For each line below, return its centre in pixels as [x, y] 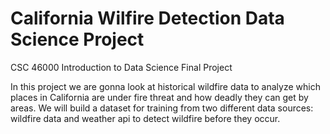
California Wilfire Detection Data [147, 18]
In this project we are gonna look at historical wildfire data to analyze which [165, 86]
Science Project [77, 39]
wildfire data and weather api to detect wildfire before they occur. [145, 118]
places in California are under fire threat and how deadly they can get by [159, 97]
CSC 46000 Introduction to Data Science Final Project [121, 67]
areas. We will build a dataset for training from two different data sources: [162, 108]
